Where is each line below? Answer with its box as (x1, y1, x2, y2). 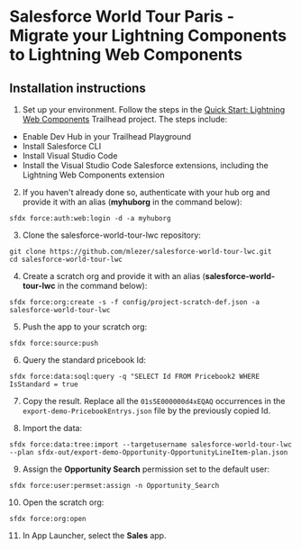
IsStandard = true (9, 380, 78, 389)
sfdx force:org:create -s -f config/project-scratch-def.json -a (9, 298, 260, 307)
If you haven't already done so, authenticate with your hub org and (22, 187, 270, 197)
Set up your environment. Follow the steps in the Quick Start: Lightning (22, 104, 286, 114)
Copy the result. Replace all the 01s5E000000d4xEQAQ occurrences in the (22, 396, 286, 406)
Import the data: (22, 423, 83, 433)
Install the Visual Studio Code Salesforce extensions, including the (22, 160, 269, 170)
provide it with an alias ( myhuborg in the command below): (22, 196, 243, 207)
